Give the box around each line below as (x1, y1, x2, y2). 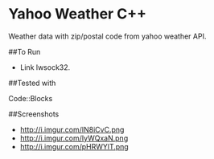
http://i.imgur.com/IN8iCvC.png (19, 124, 125, 134)
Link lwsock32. (19, 62, 71, 72)
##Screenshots (8, 109, 60, 119)
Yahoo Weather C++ (8, 5, 147, 23)
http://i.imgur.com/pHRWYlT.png (19, 141, 129, 151)
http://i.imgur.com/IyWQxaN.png (19, 133, 129, 143)
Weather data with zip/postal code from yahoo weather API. (8, 31, 207, 41)
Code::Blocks (8, 93, 53, 103)
